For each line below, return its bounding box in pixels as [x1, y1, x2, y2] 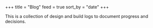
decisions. [5, 19, 26, 24]
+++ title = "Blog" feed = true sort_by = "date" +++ [5, 4, 109, 10]
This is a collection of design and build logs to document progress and [5, 14, 149, 19]
